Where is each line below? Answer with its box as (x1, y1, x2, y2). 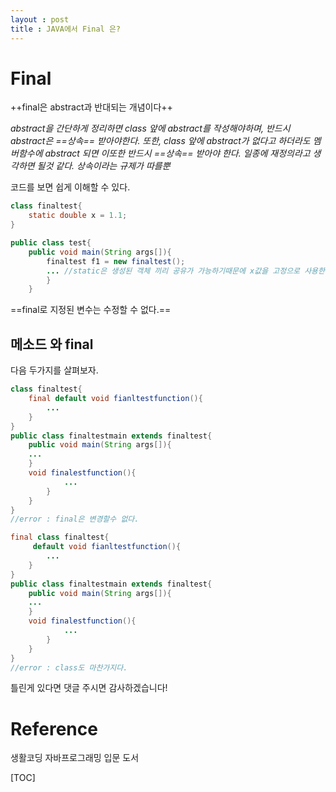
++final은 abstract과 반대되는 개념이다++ (10, 101, 173, 113)
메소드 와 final (10, 336, 94, 353)
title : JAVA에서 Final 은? (10, 24, 122, 34)
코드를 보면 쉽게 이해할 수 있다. (10, 181, 131, 193)
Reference (10, 717, 98, 740)
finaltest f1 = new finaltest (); (46, 256, 186, 266)
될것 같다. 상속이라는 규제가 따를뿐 (36, 160, 171, 172)
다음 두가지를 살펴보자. (10, 364, 99, 376)
